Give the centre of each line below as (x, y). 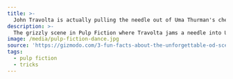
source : (18, 45)
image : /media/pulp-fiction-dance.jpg (63, 39)
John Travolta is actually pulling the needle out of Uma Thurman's (114, 20)
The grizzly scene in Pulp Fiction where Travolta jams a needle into (118, 33)
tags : (15, 52)
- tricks (26, 65)
